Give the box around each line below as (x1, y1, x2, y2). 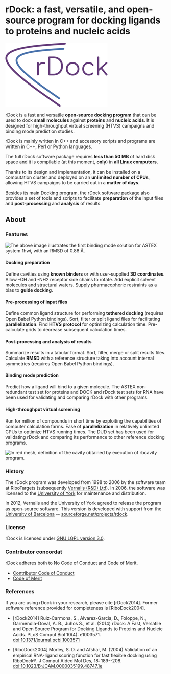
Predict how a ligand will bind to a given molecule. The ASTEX (5, 384, 136, 390)
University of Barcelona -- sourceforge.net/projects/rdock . (5, 511, 129, 517)
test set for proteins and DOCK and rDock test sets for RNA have (28, 389, 164, 395)
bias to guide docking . (5, 287, 53, 293)
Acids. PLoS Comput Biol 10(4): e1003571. (12, 631, 101, 637)
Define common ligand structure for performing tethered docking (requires (5, 310, 164, 317)
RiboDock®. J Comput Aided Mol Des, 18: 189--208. (12, 657, 122, 664)
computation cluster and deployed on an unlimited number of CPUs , (5, 174, 150, 180)
